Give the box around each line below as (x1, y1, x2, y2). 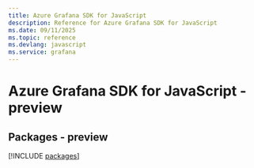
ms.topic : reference (8, 33, 77, 42)
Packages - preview (8, 130, 108, 144)
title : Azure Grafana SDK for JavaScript (8, 11, 147, 20)
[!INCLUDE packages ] (8, 151, 80, 160)
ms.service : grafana (8, 48, 77, 56)
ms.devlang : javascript (8, 41, 87, 49)
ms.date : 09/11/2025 (8, 26, 77, 34)
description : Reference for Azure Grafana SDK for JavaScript (8, 19, 218, 27)
